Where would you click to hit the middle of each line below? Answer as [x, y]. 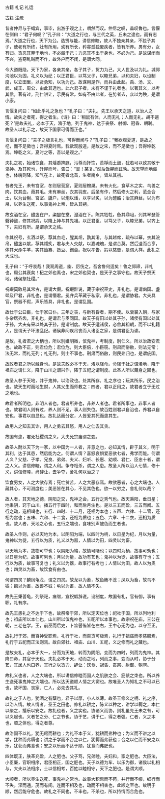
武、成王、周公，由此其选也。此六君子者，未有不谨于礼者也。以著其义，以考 [82, 88]
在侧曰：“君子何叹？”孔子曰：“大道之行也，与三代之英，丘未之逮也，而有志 [81, 34]
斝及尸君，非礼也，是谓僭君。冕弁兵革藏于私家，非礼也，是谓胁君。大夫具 [80, 295]
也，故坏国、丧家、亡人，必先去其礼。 [44, 688]
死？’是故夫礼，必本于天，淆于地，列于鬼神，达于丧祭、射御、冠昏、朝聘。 [81, 123]
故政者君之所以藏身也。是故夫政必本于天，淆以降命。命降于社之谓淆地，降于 [82, 364]
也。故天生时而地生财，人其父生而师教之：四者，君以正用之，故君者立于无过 [82, 387]
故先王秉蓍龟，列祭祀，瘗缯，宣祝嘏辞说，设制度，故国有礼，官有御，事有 [80, 596]
